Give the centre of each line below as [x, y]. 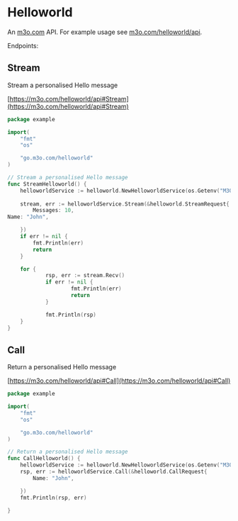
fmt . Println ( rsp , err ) [53, 498]
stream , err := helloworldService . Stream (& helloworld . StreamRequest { [125, 204]
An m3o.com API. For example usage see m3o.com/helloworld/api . [105, 32]
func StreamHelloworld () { [47, 184]
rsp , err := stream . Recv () [85, 276]
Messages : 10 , [53, 211]
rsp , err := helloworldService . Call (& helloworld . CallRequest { [114, 472]
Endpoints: [23, 45]
